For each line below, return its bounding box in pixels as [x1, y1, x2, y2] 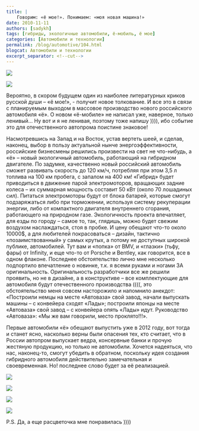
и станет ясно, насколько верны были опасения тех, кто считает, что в [6, 330, 186, 337]
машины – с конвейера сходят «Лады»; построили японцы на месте [6, 299, 180, 307]
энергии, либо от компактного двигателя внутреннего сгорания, [6, 204, 170, 212]
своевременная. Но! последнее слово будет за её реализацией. [6, 362, 170, 369]
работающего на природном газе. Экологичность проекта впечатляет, [6, 211, 186, 218]
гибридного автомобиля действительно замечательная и [6, 355, 152, 362]
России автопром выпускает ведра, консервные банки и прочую [6, 336, 172, 343]
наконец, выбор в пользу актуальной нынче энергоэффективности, [6, 141, 178, 148]
